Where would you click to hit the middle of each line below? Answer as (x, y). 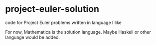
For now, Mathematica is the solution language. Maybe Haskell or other (78, 32)
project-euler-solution (52, 9)
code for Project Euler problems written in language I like (64, 22)
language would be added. (33, 37)
